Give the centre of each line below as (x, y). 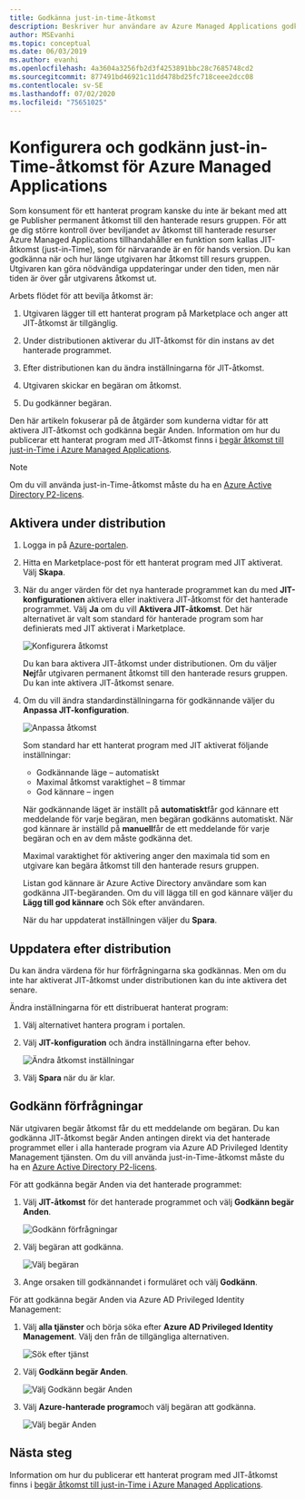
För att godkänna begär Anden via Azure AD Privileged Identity (127, 1299)
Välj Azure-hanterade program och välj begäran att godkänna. (139, 1406)
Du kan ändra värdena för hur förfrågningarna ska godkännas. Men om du (148, 970)
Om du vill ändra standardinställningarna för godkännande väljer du (148, 701)
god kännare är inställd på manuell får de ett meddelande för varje (146, 829)
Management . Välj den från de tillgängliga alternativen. (126, 1336)
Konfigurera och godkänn (108, 147)
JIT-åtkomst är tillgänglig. (70, 323)
